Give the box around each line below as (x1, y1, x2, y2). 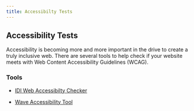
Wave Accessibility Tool (14, 98, 73, 105)
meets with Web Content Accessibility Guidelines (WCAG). (6, 58, 149, 66)
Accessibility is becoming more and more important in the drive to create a (6, 46, 188, 53)
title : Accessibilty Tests (6, 8, 73, 15)
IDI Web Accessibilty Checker (14, 87, 88, 94)
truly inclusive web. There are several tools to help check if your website (6, 53, 183, 60)
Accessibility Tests (6, 31, 78, 41)
